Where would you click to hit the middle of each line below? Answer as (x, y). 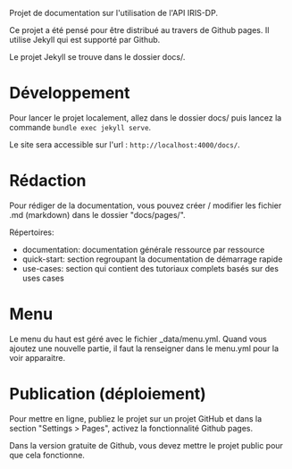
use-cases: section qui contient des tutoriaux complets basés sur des (150, 268)
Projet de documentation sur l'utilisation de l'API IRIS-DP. (114, 13)
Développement (70, 93)
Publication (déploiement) (108, 394)
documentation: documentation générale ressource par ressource (143, 249)
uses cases (43, 278)
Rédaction (48, 181)
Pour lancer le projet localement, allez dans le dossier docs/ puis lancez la (146, 117)
